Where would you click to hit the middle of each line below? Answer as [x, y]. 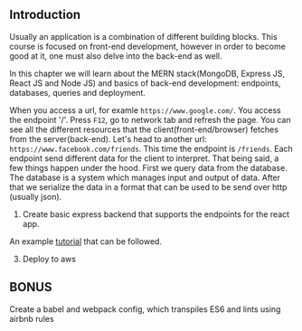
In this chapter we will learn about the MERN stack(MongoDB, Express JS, [147, 73]
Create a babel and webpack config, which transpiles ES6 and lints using [145, 309]
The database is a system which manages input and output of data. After [145, 177]
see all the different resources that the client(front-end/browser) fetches [144, 129]
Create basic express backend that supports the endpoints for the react [156, 214]
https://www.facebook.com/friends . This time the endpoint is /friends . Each [151, 148]
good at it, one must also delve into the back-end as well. [116, 56]
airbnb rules [32, 318]
